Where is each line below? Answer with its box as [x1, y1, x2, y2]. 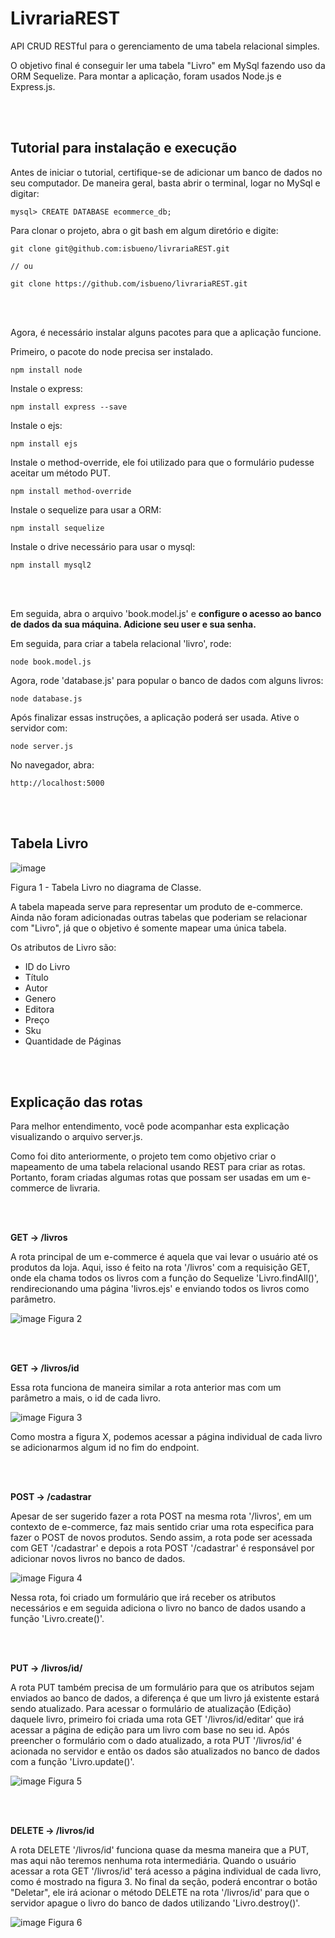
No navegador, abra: [10, 758, 95, 771]
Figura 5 [48, 1775, 83, 1787]
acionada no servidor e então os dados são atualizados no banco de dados [10, 1745, 321, 1757]
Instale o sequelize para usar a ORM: [10, 503, 162, 516]
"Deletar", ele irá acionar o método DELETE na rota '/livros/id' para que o [10, 1887, 310, 1899]
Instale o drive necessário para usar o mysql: [10, 540, 196, 552]
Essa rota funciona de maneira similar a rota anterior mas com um [10, 1382, 282, 1394]
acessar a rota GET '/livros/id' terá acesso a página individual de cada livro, [10, 1865, 322, 1877]
